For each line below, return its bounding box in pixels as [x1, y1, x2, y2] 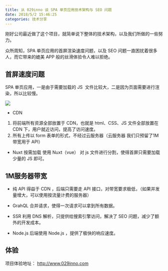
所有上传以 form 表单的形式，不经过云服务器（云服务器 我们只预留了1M [12, 133, 159, 139]
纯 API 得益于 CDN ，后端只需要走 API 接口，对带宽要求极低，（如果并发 [12, 186, 160, 192]
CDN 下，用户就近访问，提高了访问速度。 [12, 126, 98, 132]
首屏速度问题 [5, 70, 45, 78]
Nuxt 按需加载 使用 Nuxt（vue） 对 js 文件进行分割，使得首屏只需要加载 [12, 149, 160, 155]
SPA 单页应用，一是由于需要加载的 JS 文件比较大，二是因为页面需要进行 [5, 84, 155, 90]
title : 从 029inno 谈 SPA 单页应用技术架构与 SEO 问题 [5, 7, 112, 12]
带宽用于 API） [12, 139, 43, 145]
